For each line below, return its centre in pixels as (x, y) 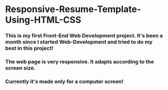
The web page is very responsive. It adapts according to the (80, 62)
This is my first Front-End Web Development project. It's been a (84, 36)
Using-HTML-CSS (43, 20)
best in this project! (29, 48)
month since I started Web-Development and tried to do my (79, 42)
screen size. (21, 68)
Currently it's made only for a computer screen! (64, 81)
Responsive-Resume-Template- (73, 9)
